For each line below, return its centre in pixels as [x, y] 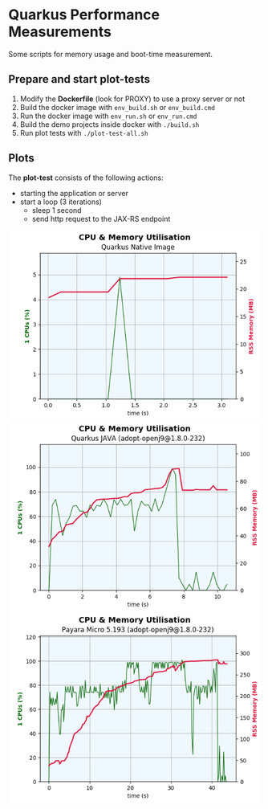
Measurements [60, 32]
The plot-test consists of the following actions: [86, 178]
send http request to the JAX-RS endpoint [101, 219]
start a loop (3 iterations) [61, 202]
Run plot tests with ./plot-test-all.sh [84, 133]
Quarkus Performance [84, 15]
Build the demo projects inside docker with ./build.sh [110, 124]
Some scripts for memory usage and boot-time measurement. [110, 54]
